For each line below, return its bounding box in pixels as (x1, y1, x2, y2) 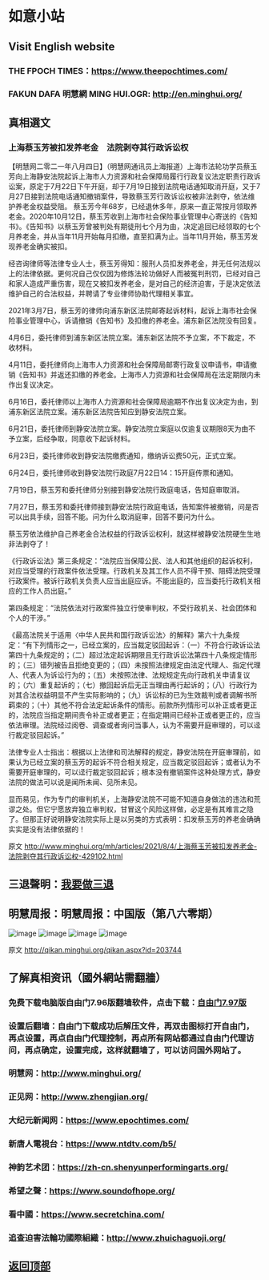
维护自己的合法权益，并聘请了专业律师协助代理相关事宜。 (8, 289, 198, 299)
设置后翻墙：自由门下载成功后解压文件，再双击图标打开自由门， (8, 1020, 255, 1032)
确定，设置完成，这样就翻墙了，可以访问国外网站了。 (41, 1045, 247, 1056)
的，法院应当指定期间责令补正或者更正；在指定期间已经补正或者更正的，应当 (8, 710, 261, 720)
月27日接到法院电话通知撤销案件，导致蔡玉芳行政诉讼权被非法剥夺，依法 (8, 191, 248, 201)
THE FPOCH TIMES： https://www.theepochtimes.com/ (8, 65, 228, 76)
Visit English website (8, 39, 115, 53)
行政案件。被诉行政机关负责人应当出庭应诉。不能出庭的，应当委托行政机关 (8, 576, 254, 586)
